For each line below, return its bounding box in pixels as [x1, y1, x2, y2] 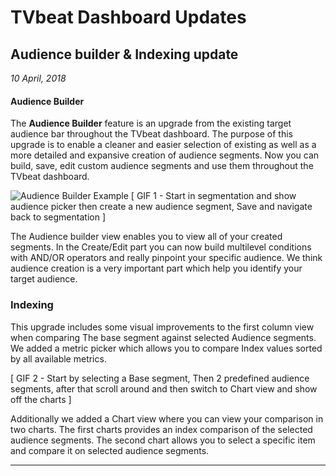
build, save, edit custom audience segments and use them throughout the [10, 160, 314, 172]
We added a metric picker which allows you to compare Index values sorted [10, 342, 323, 354]
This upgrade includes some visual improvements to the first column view [10, 321, 315, 333]
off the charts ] [10, 393, 72, 405]
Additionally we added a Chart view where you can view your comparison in [10, 412, 324, 425]
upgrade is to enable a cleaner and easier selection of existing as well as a [10, 139, 317, 151]
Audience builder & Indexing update [10, 46, 239, 63]
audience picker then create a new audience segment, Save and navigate [10, 201, 313, 213]
